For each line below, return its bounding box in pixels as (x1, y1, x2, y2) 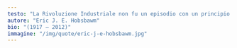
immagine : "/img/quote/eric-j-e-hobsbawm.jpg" (7, 30, 148, 37)
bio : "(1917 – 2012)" (7, 23, 72, 30)
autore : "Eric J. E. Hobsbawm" (7, 17, 100, 24)
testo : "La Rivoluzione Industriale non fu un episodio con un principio (7, 10, 231, 18)
